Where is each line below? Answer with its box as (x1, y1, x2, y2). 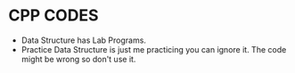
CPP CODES (8, 5, 99, 26)
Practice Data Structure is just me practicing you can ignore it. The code (20, 44, 287, 54)
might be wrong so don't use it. (20, 53, 136, 64)
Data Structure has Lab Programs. (20, 35, 146, 45)
